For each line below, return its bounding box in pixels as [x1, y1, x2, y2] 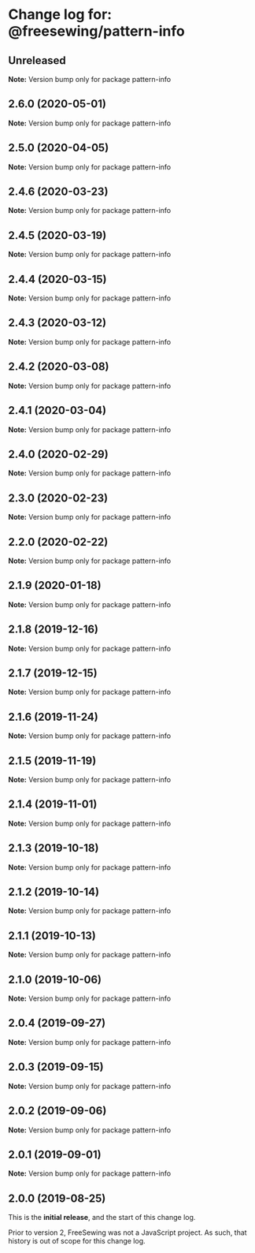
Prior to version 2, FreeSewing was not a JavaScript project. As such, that [8, 1228, 247, 1237]
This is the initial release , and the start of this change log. [8, 1213, 196, 1222]
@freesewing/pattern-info [8, 22, 185, 40]
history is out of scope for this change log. [8, 1236, 146, 1246]
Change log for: [8, 6, 113, 24]
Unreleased [8, 54, 67, 67]
